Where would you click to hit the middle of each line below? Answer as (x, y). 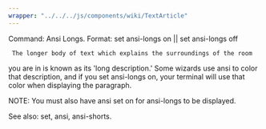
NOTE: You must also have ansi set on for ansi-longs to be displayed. (122, 100)
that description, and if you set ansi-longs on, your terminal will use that (127, 76)
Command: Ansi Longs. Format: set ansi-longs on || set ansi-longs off (123, 38)
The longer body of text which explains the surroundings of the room (132, 53)
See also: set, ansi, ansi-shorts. (60, 116)
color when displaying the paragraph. (70, 85)
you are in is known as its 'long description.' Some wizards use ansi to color (133, 68)
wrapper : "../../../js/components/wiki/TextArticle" (98, 16)
